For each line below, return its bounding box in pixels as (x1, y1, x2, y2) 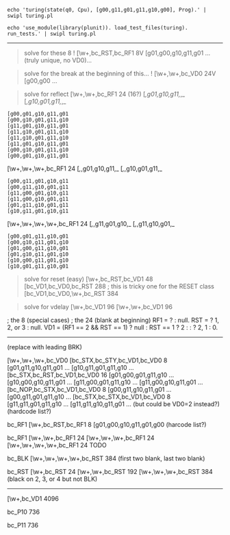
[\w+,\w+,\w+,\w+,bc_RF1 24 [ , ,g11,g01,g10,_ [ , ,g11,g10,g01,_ (7, 220, 175, 227)
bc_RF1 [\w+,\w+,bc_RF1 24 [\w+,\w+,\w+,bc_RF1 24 (7, 434, 155, 442)
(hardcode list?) (7, 408, 51, 415)
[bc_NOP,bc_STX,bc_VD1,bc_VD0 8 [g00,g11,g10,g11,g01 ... (7, 386, 172, 393)
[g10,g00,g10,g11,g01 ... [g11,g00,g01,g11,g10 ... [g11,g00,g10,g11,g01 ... (7, 378, 203, 386)
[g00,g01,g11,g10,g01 (7, 233, 69, 240)
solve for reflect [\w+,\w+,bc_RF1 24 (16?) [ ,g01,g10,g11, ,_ (23, 90, 186, 98)
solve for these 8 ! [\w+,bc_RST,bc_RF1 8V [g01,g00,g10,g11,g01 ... (23, 49, 211, 57)
